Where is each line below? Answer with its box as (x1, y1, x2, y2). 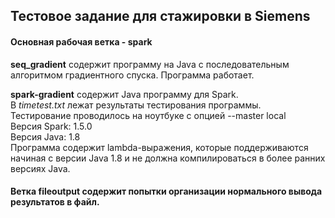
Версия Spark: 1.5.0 (10, 120, 93, 132)
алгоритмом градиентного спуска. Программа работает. (10, 69, 255, 81)
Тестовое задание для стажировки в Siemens (10, 8, 311, 25)
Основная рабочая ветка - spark (10, 35, 153, 48)
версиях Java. (10, 162, 71, 174)
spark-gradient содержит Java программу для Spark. (10, 88, 239, 100)
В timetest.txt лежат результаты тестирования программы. (10, 99, 262, 111)
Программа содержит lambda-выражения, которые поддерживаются (10, 141, 309, 153)
